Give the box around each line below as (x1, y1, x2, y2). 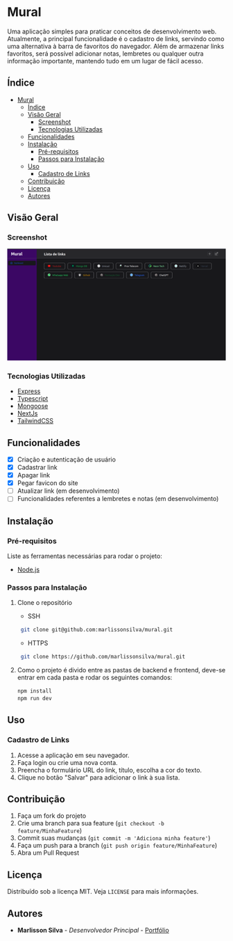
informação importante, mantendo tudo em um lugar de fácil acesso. (7, 56, 203, 65)
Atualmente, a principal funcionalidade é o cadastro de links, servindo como (7, 34, 225, 42)
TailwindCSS (17, 417, 54, 425)
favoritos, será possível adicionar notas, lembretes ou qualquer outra (7, 49, 204, 58)
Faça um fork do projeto (17, 812, 87, 820)
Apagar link (17, 471, 51, 480)
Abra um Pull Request (17, 848, 80, 857)
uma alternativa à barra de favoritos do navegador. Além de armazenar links (7, 42, 224, 50)
